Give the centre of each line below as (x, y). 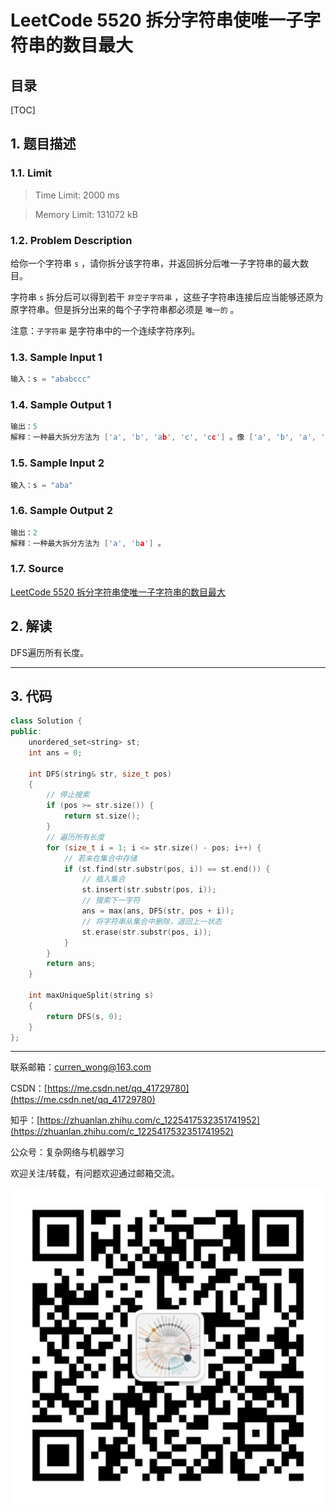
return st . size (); (102, 816)
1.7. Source (37, 569)
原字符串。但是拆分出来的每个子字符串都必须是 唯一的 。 (125, 309)
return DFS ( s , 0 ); (84, 1016)
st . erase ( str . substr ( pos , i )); (147, 932)
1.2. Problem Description (71, 240)
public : (26, 732)
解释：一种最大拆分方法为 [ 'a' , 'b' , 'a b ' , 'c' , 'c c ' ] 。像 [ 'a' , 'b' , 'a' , (163, 437)
